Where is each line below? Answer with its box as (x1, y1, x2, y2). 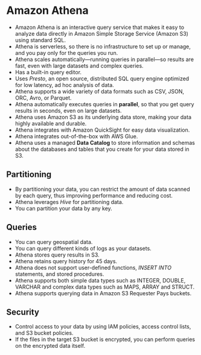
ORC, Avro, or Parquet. (14, 94, 72, 101)
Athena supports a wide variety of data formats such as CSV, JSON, (14, 88, 185, 95)
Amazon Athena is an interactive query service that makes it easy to (14, 24, 185, 31)
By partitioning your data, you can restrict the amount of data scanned (14, 185, 190, 193)
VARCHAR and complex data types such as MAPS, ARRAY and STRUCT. (14, 283, 195, 290)
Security (6, 307, 39, 317)
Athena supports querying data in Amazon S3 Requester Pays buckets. (14, 289, 192, 296)
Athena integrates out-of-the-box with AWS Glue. (14, 132, 138, 139)
